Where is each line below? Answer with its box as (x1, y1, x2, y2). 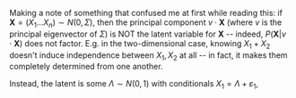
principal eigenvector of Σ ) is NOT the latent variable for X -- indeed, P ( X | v (9, 29, 287, 39)
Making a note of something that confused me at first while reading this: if (9, 8, 283, 18)
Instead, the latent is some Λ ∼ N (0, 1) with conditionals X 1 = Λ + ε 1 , (9, 78, 258, 92)
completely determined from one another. (9, 61, 163, 72)
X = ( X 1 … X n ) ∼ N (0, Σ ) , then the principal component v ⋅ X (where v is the (9, 17, 283, 29)
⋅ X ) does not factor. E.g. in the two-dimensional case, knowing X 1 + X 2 (9, 37, 271, 51)
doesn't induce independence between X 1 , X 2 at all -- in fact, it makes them (9, 49, 289, 62)
